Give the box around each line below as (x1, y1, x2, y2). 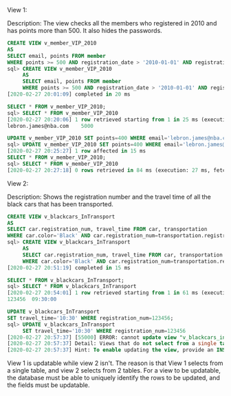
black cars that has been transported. (7, 199, 113, 208)
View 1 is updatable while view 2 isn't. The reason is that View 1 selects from (7, 359, 223, 367)
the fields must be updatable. (7, 381, 91, 389)
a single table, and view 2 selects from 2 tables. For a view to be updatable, (7, 366, 221, 375)
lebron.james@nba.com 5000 (7, 122, 94, 129)
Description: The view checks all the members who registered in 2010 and (7, 19, 217, 27)
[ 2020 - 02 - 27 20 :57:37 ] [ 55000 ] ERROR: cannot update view (7, 333, 177, 341)
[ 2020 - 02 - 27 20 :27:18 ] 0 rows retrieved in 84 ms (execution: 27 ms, (7, 166, 211, 174)
